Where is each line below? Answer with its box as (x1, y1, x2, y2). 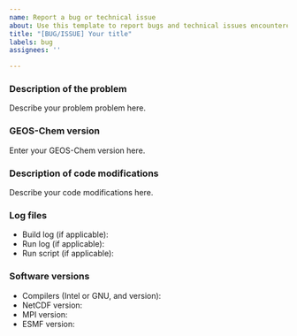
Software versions (9, 271, 90, 283)
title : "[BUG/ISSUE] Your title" (9, 29, 133, 38)
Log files (9, 209, 47, 221)
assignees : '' (9, 46, 62, 55)
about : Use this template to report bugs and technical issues (9, 21, 247, 30)
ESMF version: (21, 318, 75, 329)
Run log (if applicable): (21, 239, 105, 249)
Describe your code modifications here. (9, 187, 154, 198)
